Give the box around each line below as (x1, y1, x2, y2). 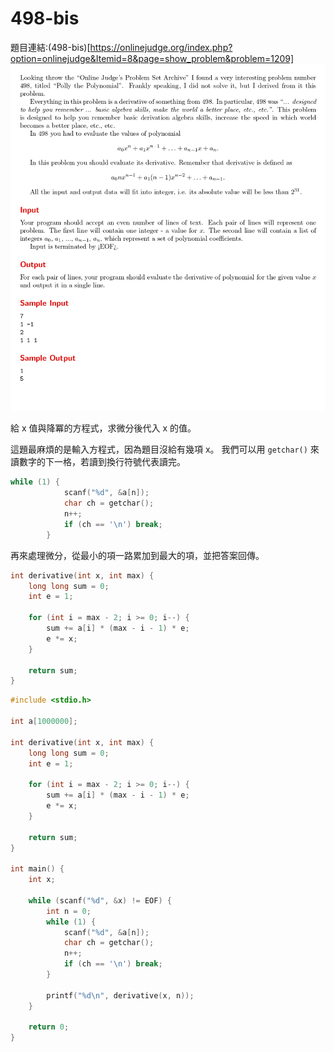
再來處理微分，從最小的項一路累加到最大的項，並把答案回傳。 (10, 549, 265, 561)
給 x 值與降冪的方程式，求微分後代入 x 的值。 (10, 422, 197, 434)
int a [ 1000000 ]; (10, 717, 78, 727)
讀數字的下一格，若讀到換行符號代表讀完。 (10, 456, 186, 468)
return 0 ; (28, 1022, 70, 1032)
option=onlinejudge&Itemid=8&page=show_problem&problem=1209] (10, 52, 295, 64)
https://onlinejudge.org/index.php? (89, 41, 233, 53)
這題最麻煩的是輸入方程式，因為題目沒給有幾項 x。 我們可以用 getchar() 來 (10, 443, 320, 456)
